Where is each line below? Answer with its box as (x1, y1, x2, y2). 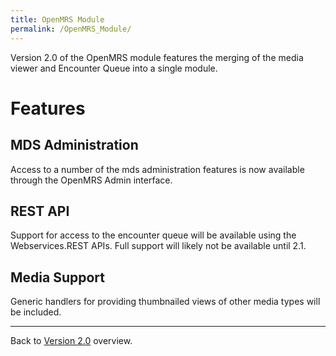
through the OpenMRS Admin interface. (10, 174, 173, 186)
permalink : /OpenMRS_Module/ (10, 24, 132, 34)
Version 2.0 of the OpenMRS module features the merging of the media (10, 51, 304, 63)
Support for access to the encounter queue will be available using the (10, 229, 297, 241)
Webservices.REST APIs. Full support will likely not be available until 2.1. (10, 240, 307, 252)
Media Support (10, 269, 105, 286)
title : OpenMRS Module (10, 14, 105, 25)
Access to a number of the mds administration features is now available (10, 163, 305, 175)
